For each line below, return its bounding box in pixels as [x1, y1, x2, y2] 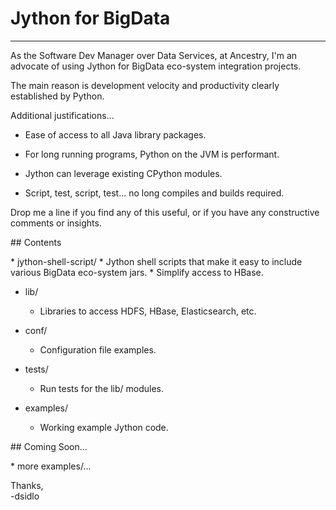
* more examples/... [10, 460, 92, 472]
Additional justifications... [10, 109, 115, 121]
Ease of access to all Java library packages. [24, 128, 207, 141]
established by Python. [10, 90, 105, 102]
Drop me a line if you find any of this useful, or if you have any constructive [10, 206, 320, 218]
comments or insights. [10, 217, 102, 229]
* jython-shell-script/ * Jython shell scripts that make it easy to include [10, 255, 303, 267]
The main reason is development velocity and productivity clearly [10, 79, 280, 91]
